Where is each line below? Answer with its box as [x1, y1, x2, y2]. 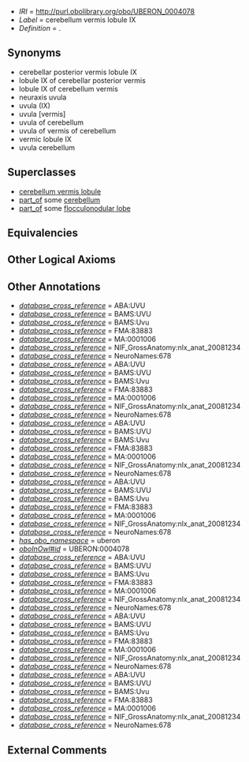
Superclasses [7, 166, 76, 179]
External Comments [7, 743, 107, 756]
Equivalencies [7, 227, 78, 240]
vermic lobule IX [18, 134, 72, 144]
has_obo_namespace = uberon [18, 536, 121, 546]
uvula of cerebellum [18, 118, 84, 127]
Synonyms [7, 47, 61, 60]
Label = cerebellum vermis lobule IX [18, 15, 136, 24]
